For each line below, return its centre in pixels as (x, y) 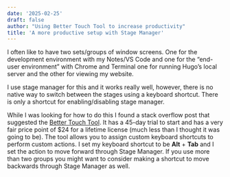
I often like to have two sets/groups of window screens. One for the (102, 52)
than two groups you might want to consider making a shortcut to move (108, 159)
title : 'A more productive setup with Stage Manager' (86, 33)
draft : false (26, 20)
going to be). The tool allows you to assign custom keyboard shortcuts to (111, 137)
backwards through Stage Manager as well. (69, 166)
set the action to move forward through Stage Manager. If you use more (108, 152)
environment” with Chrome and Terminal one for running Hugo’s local (119, 67)
